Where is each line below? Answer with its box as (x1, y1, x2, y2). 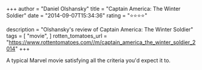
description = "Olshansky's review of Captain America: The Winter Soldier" (6, 26, 194, 33)
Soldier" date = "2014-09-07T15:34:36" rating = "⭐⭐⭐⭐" (6, 12, 148, 19)
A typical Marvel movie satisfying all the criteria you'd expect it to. (6, 57, 171, 64)
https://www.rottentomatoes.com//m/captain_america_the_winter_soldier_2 (8, 39, 196, 46)
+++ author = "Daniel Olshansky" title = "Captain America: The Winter (6, 5, 181, 12)
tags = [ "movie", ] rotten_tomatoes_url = (6, 33, 108, 39)
